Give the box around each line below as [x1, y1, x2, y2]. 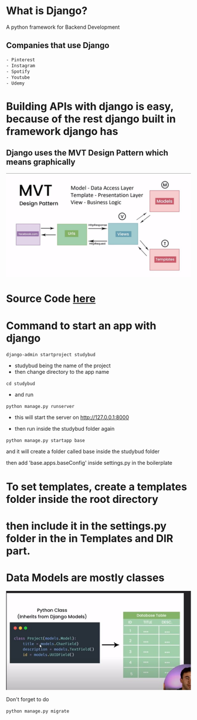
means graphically [6, 157, 76, 167]
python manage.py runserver [6, 404, 75, 410]
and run [14, 391, 34, 398]
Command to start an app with [6, 319, 157, 332]
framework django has [6, 124, 118, 138]
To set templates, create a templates [6, 480, 188, 493]
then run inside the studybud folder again [14, 425, 115, 432]
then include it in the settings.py [6, 519, 167, 532]
